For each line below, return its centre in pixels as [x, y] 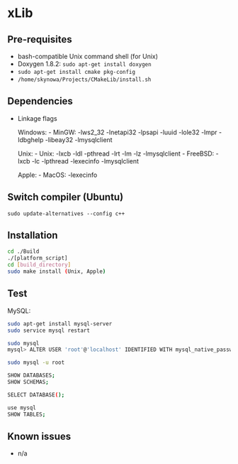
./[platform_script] [38, 258]
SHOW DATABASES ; [31, 376]
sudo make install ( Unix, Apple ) [57, 271]
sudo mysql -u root [36, 363]
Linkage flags [38, 118]
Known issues [39, 436]
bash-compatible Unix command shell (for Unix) [87, 56]
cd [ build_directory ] [39, 265]
